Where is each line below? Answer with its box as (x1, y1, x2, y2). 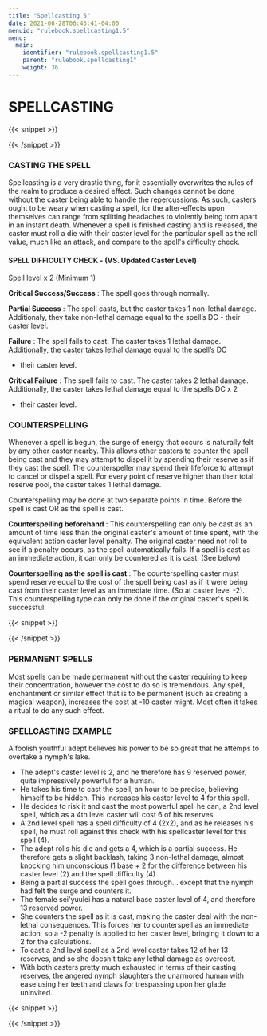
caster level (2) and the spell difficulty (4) (19, 869, 156, 879)
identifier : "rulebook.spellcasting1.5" (22, 49, 159, 57)
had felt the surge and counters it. (19, 886, 132, 896)
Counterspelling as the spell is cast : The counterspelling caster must (8, 569, 239, 578)
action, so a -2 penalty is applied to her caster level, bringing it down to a (19, 928, 260, 938)
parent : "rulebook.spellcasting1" (22, 57, 137, 65)
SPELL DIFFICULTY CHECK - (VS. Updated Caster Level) (8, 255, 197, 265)
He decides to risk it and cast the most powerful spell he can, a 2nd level (19, 802, 259, 811)
